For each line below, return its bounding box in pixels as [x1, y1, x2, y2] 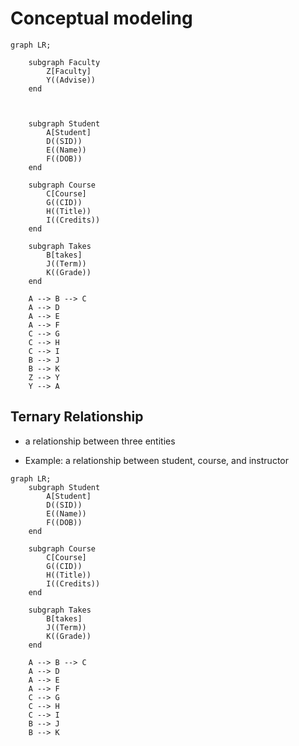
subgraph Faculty [28, 57, 101, 67]
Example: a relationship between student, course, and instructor [24, 454, 289, 466]
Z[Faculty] [46, 66, 92, 76]
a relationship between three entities [24, 435, 176, 447]
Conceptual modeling [10, 7, 193, 30]
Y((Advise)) [46, 75, 97, 85]
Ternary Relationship [10, 408, 144, 426]
